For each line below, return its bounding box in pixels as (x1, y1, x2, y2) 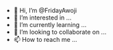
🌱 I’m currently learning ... (13, 21, 87, 28)
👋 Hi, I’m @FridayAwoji (13, 7, 77, 14)
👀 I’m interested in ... (13, 14, 72, 22)
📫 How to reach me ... (13, 36, 77, 43)
